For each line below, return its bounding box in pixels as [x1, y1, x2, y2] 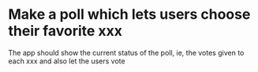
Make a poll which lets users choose [8, 5, 251, 23]
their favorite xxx [8, 22, 123, 40]
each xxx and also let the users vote [8, 56, 125, 66]
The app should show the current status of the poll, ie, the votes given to [8, 48, 245, 57]
